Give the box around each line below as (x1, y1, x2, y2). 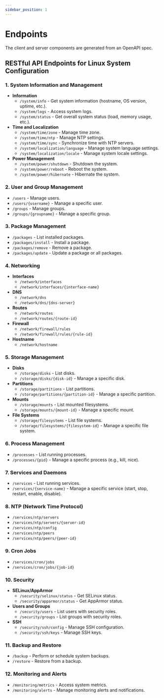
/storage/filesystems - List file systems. (19, 417, 102, 423)
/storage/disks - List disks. (19, 370, 75, 376)
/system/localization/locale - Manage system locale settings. (19, 150, 148, 156)
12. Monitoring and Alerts (5, 670, 67, 677)
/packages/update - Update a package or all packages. (12, 250, 123, 256)
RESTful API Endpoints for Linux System (5, 59, 131, 67)
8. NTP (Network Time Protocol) (5, 503, 83, 510)
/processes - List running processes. (12, 451, 87, 457)
